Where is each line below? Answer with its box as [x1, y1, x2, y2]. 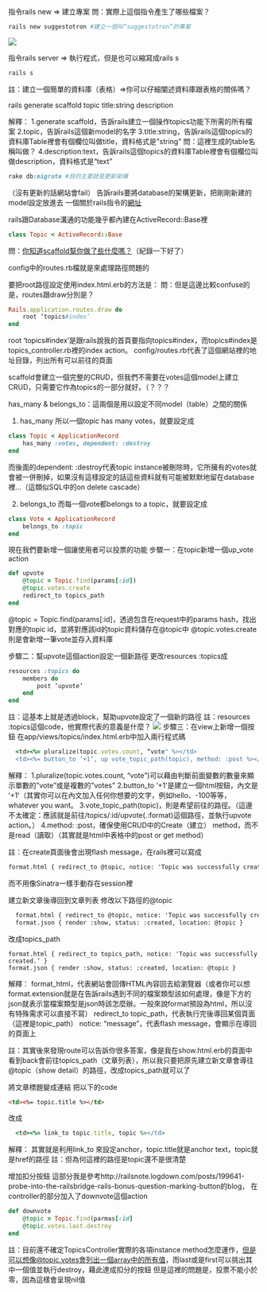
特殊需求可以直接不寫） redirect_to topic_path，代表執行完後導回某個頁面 [14, 1009, 256, 1018]
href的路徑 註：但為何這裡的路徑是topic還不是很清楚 [14, 1154, 187, 1164]
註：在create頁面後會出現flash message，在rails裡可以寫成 [8, 846, 202, 857]
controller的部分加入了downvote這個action [8, 1192, 149, 1201]
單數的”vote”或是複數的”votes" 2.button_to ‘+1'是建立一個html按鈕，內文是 [14, 780, 258, 790]
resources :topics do [8, 667, 80, 675]
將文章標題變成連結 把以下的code [8, 1082, 118, 1092]
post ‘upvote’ [37, 682, 83, 690]
